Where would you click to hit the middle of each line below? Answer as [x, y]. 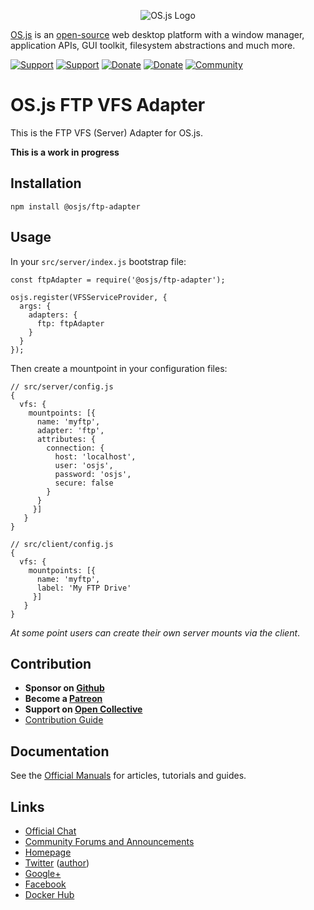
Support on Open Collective [83, 709]
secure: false [84, 483]
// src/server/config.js [62, 386]
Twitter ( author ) [57, 863]
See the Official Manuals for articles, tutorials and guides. [128, 776]
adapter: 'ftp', [70, 430]
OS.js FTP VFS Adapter [108, 105]
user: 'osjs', [84, 465]
